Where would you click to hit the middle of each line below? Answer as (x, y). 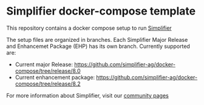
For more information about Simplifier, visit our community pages (87, 95)
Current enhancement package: (55, 77)
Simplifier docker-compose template (101, 11)
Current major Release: (44, 64)
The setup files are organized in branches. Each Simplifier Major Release (97, 39)
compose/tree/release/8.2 (48, 84)
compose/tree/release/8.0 (48, 70)
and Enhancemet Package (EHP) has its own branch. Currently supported (98, 46)
